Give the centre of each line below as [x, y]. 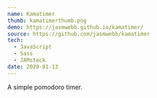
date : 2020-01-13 [33, 67]
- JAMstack [30, 60]
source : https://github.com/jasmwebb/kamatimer [79, 34]
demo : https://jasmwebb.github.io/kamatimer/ [75, 27]
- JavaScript [33, 47]
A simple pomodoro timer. [45, 87]
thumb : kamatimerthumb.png [47, 21]
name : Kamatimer [31, 14]
